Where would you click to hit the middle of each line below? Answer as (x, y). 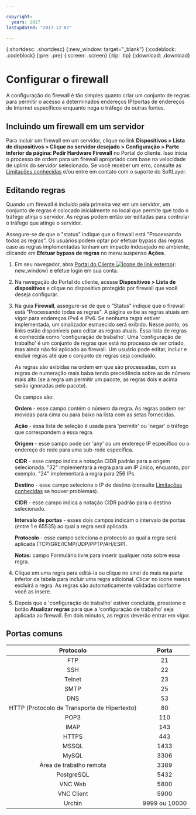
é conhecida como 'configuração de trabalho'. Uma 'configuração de (98, 337)
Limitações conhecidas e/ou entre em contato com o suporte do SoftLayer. (96, 172)
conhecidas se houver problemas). (56, 491)
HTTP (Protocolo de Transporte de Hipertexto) (73, 708)
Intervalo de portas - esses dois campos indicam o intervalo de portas (100, 520)
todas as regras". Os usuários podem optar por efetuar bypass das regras (95, 240)
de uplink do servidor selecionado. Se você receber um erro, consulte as (94, 165)
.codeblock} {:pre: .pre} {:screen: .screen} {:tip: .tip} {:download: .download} (98, 56)
